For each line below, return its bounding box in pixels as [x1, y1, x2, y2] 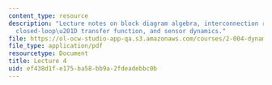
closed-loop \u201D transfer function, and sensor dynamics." [15, 27, 227, 35]
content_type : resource [8, 11, 89, 20]
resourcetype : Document [8, 49, 89, 57]
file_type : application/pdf [8, 42, 104, 50]
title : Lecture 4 [8, 57, 67, 66]
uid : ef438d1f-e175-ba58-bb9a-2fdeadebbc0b [8, 65, 158, 73]
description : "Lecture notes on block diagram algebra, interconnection [8, 19, 259, 28]
